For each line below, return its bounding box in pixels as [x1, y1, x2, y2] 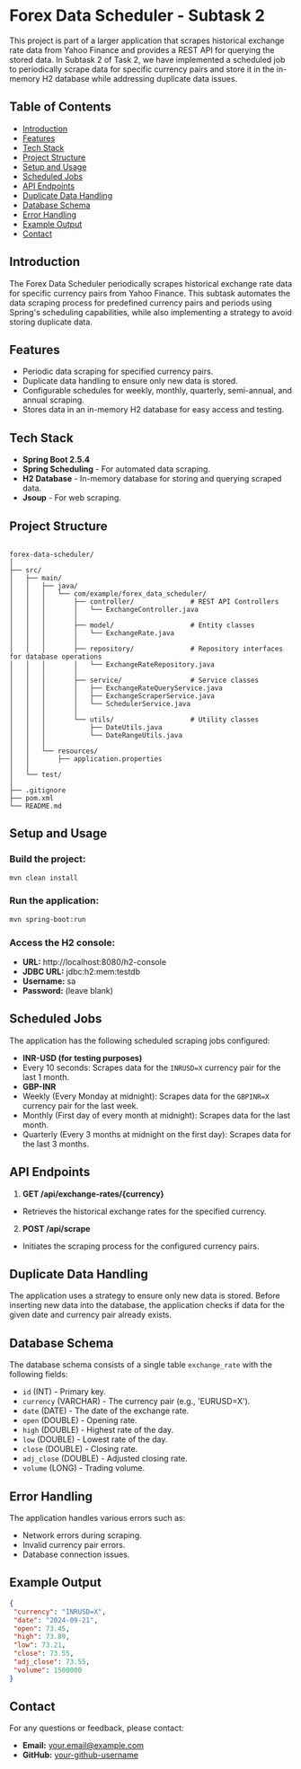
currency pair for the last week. [22, 1100, 139, 1110]
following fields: [9, 1369, 68, 1380]
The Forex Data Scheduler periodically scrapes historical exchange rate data [9, 278, 293, 288]
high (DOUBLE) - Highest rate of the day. [22, 1425, 174, 1436]
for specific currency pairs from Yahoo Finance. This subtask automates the [9, 287, 290, 298]
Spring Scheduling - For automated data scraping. [22, 464, 211, 474]
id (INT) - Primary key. [22, 1386, 106, 1397]
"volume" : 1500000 [13, 1666, 83, 1675]
